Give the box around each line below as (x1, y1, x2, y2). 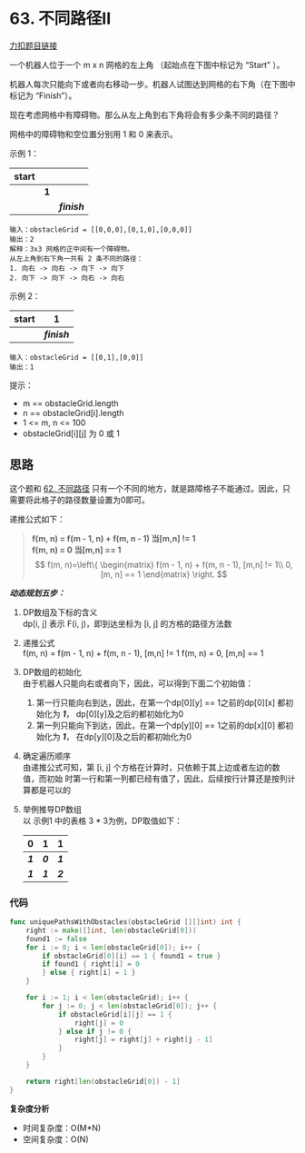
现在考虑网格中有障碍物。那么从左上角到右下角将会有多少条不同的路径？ (9, 109, 280, 120)
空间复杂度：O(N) (22, 1133, 89, 1145)
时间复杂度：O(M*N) (22, 1122, 102, 1133)
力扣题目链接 (9, 40, 57, 51)
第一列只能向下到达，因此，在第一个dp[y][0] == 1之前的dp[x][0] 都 (35, 720, 286, 731)
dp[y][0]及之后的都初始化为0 (84, 731, 192, 741)
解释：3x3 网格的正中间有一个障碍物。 (9, 244, 134, 253)
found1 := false (25, 934, 88, 943)
